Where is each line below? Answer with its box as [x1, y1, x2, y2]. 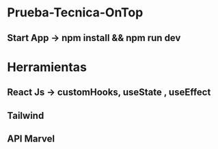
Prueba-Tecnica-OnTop [7, 5, 144, 21]
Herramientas [7, 59, 87, 74]
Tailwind [7, 109, 44, 121]
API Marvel [7, 133, 55, 144]
